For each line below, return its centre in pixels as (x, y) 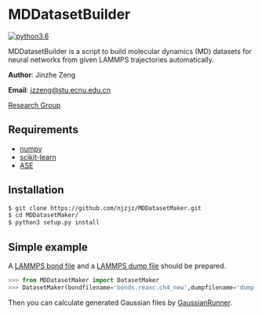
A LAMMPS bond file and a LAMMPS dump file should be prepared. (117, 266)
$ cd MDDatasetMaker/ (44, 215)
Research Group (35, 105)
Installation (36, 190)
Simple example (48, 247)
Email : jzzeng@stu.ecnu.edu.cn (60, 90)
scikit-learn (38, 157)
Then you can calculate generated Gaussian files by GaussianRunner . (120, 302)
